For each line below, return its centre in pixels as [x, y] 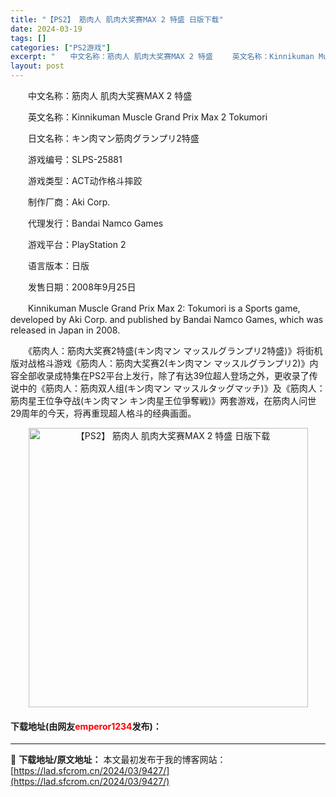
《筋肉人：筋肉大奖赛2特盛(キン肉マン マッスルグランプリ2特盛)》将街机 [175, 350]
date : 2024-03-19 [46, 29]
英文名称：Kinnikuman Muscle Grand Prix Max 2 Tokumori [147, 117]
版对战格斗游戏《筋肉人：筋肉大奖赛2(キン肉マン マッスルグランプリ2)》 [160, 363]
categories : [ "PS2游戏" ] [60, 47]
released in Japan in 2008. [65, 330]
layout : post [37, 66]
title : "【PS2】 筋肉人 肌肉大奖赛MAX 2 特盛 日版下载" [117, 19]
